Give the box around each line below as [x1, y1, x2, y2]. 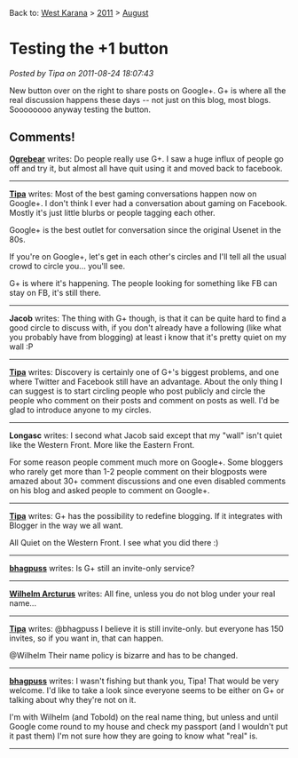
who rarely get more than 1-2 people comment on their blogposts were [9, 466, 268, 476]
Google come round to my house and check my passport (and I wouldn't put [9, 721, 288, 731]
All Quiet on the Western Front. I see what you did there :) [9, 537, 219, 547]
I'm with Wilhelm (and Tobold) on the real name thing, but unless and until [9, 711, 278, 722]
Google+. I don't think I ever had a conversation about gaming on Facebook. [9, 197, 287, 208]
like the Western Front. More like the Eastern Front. [9, 439, 195, 450]
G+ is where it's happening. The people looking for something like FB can [9, 277, 278, 288]
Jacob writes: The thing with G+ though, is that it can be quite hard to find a [9, 313, 286, 323]
